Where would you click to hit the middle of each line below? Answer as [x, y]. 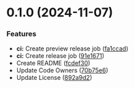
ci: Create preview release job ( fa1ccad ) [72, 48]
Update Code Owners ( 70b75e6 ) [62, 70]
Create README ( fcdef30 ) [53, 63]
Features [21, 34]
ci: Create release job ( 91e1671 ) [60, 56]
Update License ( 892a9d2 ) [54, 78]
